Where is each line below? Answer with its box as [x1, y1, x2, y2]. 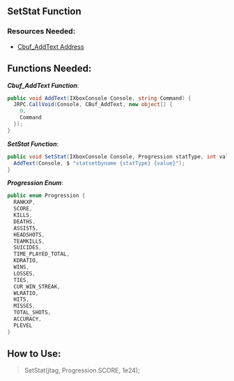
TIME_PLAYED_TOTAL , [13, 251, 70, 257]
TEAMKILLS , [13, 237, 45, 245]
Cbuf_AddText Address [17, 42, 85, 51]
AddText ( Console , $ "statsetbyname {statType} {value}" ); [13, 160, 186, 167]
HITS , [13, 296, 30, 303]
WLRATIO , [13, 290, 39, 297]
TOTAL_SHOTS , [13, 309, 52, 316]
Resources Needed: [7, 27, 76, 36]
